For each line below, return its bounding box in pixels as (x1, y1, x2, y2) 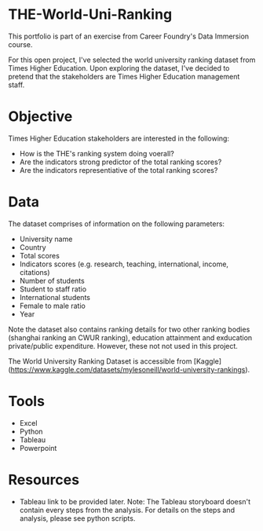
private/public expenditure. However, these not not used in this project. (8, 341, 238, 350)
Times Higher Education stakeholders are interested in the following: (8, 134, 230, 143)
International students (19, 292, 90, 302)
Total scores (19, 251, 60, 260)
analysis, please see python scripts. (19, 513, 136, 523)
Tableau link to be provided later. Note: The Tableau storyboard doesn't (19, 496, 251, 506)
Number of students (19, 276, 85, 285)
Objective (8, 108, 73, 126)
